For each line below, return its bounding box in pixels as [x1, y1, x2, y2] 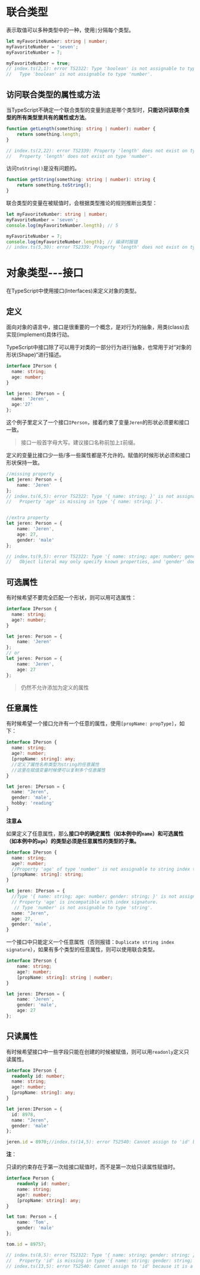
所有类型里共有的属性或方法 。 [16, 114, 90, 121]
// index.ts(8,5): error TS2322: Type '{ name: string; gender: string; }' [6, 1252, 198, 1258]
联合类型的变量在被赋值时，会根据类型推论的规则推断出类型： [6, 200, 158, 206]
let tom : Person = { [6, 1214, 58, 1220]
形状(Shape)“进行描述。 [6, 351, 64, 358]
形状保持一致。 [6, 459, 43, 466]
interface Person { [6, 1175, 55, 1181]
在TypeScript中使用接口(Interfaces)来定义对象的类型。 [6, 288, 140, 295]
